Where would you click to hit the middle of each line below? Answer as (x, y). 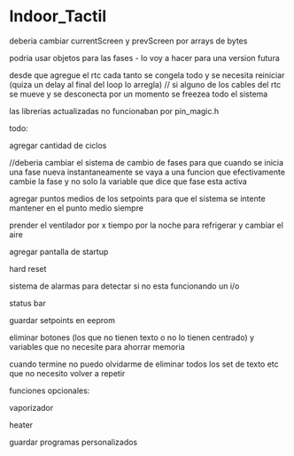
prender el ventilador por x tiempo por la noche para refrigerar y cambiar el (146, 225)
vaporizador (31, 407)
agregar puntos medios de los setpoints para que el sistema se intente (137, 198)
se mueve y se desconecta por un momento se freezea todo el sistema (139, 94)
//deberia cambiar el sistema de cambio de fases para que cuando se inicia (147, 162)
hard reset (28, 268)
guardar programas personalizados (73, 442)
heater (21, 425)
